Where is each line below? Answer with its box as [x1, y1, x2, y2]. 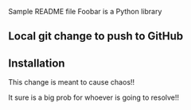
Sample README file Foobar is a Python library [8, 7, 162, 16]
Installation [8, 56, 65, 70]
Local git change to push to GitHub [8, 29, 184, 43]
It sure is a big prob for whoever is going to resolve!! [8, 93, 180, 102]
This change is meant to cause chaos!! [8, 78, 135, 87]
